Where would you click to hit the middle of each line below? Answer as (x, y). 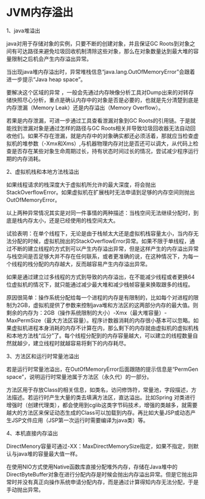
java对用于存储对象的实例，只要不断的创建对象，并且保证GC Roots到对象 (98, 43)
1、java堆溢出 (23, 31)
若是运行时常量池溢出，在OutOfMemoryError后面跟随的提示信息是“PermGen (102, 369)
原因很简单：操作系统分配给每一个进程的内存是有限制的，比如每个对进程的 (100, 297)
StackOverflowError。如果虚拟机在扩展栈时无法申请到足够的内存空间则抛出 (101, 192)
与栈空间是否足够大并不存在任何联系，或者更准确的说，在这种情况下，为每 (100, 256)
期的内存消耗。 (25, 159)
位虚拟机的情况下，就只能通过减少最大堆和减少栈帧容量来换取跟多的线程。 (100, 284)
